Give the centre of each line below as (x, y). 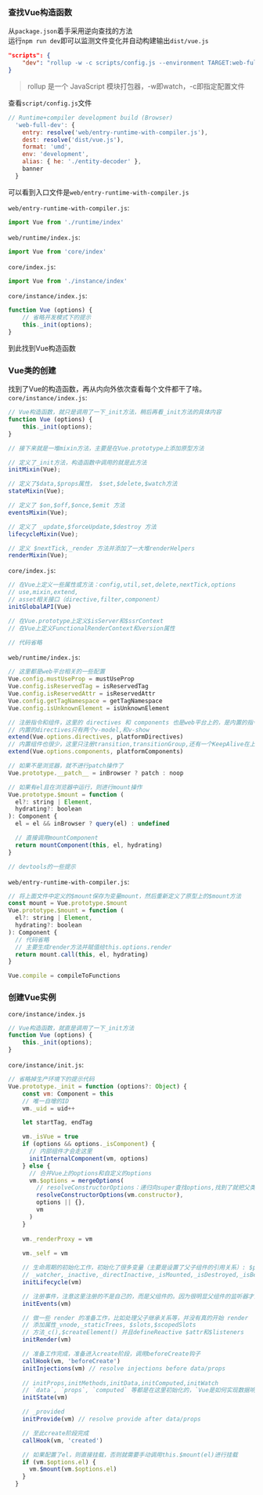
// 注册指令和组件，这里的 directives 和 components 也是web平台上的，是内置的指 (131, 722)
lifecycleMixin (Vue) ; (43, 534)
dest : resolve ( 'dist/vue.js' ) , (73, 140)
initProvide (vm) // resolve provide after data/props (112, 1419)
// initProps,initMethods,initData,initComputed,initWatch (121, 1383)
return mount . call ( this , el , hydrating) (82, 954)
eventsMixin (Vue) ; (38, 512)
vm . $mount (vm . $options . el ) (73, 1469)
